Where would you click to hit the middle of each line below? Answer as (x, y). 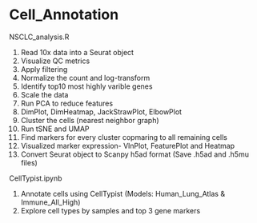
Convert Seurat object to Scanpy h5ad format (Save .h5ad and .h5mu (135, 154)
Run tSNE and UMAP (55, 129)
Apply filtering (44, 69)
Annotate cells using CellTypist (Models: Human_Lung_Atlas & (123, 193)
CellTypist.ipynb (36, 178)
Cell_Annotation (64, 15)
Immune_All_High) (50, 202)
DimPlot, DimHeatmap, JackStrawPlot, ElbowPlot (101, 111)
